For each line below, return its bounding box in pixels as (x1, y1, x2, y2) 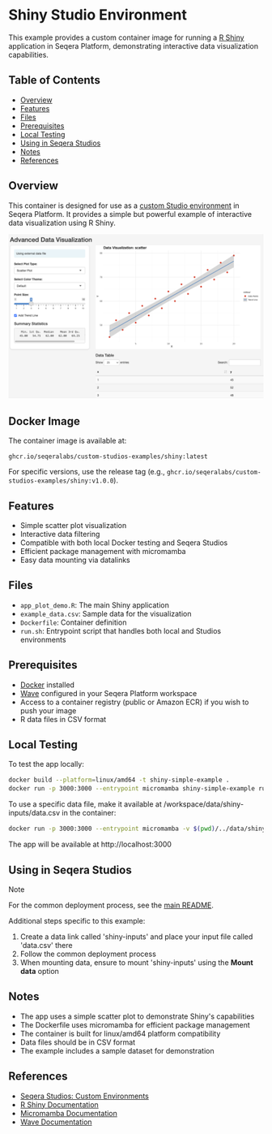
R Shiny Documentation (19, 1099, 99, 1110)
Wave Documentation (19, 1117, 92, 1127)
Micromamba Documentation (19, 1108, 117, 1118)
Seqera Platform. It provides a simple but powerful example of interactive (8, 209, 253, 219)
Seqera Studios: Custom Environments (19, 1091, 150, 1101)
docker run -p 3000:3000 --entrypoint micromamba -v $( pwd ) (8, 825, 216, 833)
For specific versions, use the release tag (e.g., (8, 467, 165, 477)
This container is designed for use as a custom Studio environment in (8, 201, 240, 210)
